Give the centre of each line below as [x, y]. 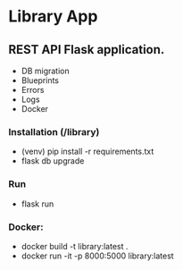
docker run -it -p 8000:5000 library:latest [98, 256]
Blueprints [40, 80]
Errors [33, 90]
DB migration [46, 71]
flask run [37, 204]
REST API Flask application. [87, 50]
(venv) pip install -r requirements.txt [87, 152]
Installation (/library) [54, 131]
